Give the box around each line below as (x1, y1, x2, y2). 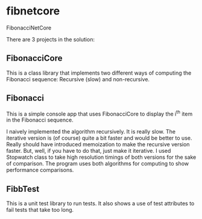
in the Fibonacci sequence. (6, 116, 74, 124)
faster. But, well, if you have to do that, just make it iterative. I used (6, 147, 171, 155)
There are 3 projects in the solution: (6, 35, 95, 43)
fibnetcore (6, 4, 60, 18)
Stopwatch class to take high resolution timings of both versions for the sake (6, 153, 197, 161)
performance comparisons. (6, 167, 74, 174)
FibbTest (6, 184, 40, 194)
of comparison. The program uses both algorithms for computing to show (6, 160, 189, 167)
